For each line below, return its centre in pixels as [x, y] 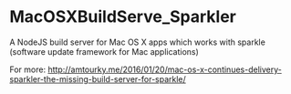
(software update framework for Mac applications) [104, 51]
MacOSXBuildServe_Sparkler [123, 17]
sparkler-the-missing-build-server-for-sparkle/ [98, 78]
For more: [28, 69]
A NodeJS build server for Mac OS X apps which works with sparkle [138, 42]
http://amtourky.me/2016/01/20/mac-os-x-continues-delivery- [165, 69]
